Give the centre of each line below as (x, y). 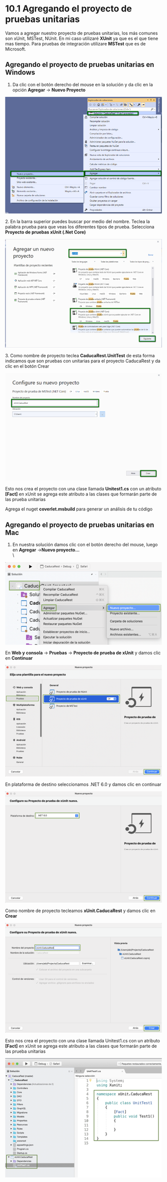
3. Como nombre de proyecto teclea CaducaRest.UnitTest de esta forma (80, 356)
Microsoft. (16, 49)
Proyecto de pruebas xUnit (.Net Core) (45, 232)
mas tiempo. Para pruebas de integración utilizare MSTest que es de (76, 43)
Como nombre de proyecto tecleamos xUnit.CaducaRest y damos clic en (80, 911)
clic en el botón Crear (27, 366)
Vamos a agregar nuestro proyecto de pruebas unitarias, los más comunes (82, 33)
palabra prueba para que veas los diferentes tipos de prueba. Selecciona (80, 227)
